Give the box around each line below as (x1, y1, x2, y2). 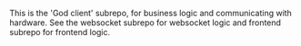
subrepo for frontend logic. (9, 27, 111, 37)
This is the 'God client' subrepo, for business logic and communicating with (9, 8, 293, 18)
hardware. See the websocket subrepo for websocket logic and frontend (9, 17, 282, 28)
